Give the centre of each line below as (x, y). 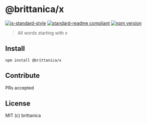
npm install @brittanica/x (33, 60)
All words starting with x (42, 33)
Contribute (23, 76)
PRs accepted (20, 88)
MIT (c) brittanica (23, 115)
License (18, 103)
